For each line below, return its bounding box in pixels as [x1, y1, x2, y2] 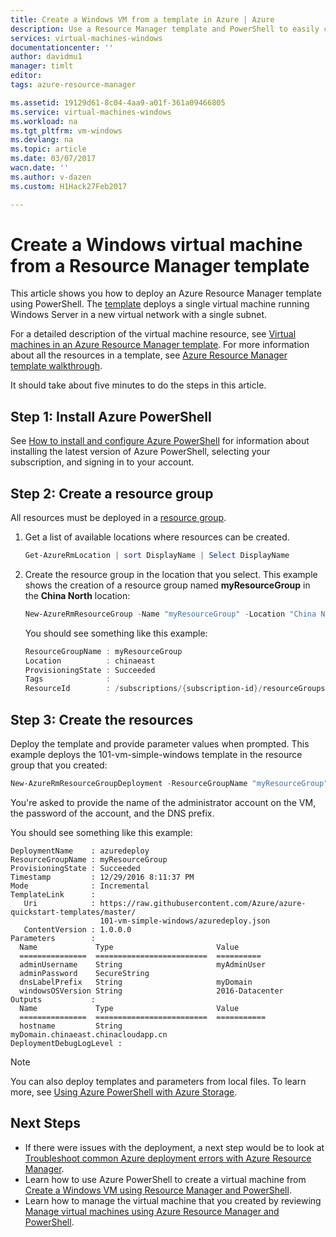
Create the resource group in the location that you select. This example [24, 568, 318, 580]
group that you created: [10, 759, 108, 771]
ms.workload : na [10, 116, 78, 126]
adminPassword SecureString [19, 968, 150, 978]
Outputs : [10, 994, 97, 1005]
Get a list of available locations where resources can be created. [24, 531, 290, 543]
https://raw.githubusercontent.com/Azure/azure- [99, 898, 307, 908]
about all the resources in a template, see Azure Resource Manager [10, 349, 288, 361]
